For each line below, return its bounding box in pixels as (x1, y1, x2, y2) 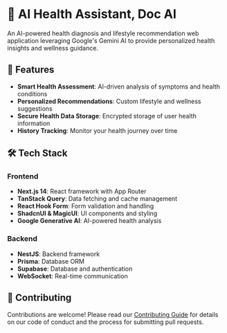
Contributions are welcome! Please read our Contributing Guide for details (7, 310, 219, 318)
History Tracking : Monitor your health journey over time (17, 126, 178, 134)
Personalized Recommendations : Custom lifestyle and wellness (17, 97, 201, 105)
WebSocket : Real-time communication (17, 271, 128, 280)
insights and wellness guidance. (7, 44, 99, 52)
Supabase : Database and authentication (17, 264, 133, 273)
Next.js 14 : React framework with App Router (17, 187, 147, 196)
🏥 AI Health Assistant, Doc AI (7, 6, 176, 22)
